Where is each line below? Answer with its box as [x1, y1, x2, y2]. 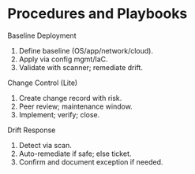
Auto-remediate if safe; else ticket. [18, 149, 132, 158]
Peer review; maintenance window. [18, 102, 133, 111]
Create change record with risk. [18, 93, 122, 102]
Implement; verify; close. [18, 109, 100, 119]
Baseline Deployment [7, 31, 77, 40]
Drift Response [7, 125, 56, 135]
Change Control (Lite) [7, 78, 78, 87]
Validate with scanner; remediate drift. [18, 62, 144, 72]
